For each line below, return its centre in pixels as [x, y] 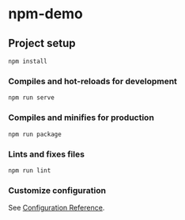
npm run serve [32, 98]
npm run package [35, 134]
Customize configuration [57, 190]
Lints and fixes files [47, 154]
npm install [28, 61]
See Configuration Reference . [57, 208]
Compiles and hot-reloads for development [93, 81]
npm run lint [30, 170]
